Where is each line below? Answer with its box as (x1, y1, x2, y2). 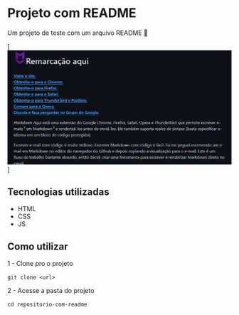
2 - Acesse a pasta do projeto (7, 287, 95, 295)
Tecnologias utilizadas (7, 186, 110, 198)
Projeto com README (7, 5, 137, 21)
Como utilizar (7, 240, 69, 252)
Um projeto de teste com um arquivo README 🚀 (7, 28, 148, 37)
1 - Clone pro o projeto (7, 260, 73, 268)
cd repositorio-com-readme (7, 301, 87, 309)
